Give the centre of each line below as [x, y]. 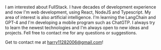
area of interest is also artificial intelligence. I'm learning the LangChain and [80, 17]
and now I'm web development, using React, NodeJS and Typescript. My [78, 12]
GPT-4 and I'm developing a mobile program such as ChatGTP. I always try [80, 22]
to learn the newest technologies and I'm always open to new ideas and [77, 28]
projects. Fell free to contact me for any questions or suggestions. [71, 33]
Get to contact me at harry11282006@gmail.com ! [54, 42]
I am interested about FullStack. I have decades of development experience [81, 7]
